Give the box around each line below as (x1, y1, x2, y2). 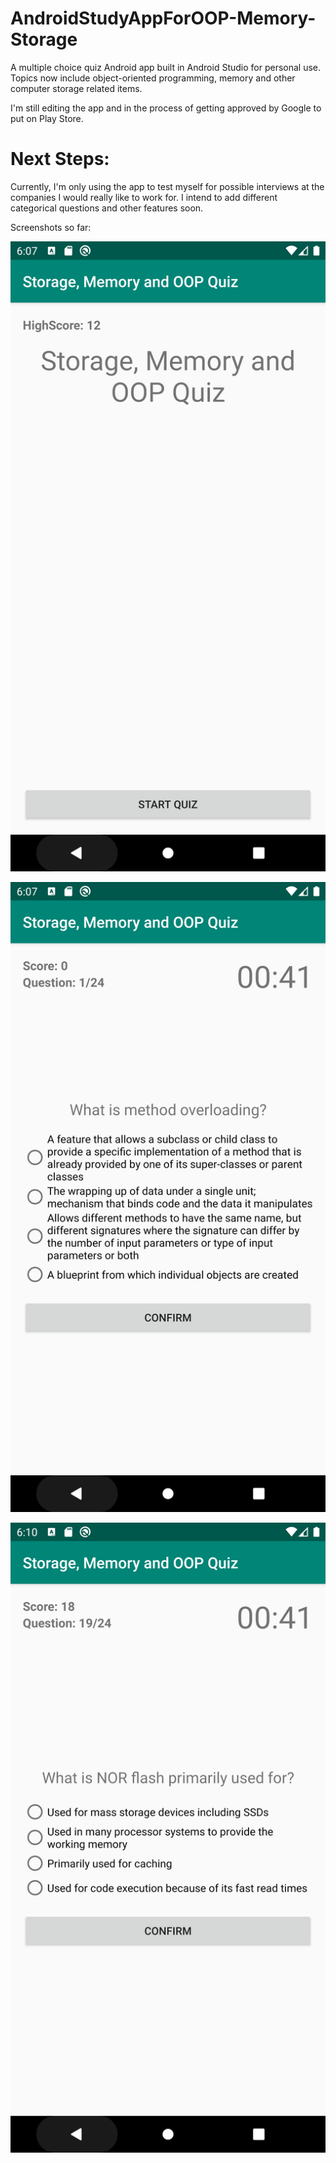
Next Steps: (10, 148, 110, 171)
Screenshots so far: (10, 221, 92, 233)
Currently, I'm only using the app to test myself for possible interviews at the (10, 180, 325, 192)
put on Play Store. (10, 112, 84, 124)
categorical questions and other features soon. (10, 202, 204, 214)
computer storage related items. (10, 82, 143, 94)
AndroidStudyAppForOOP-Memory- (10, 7, 317, 30)
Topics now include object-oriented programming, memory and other (10, 72, 296, 84)
